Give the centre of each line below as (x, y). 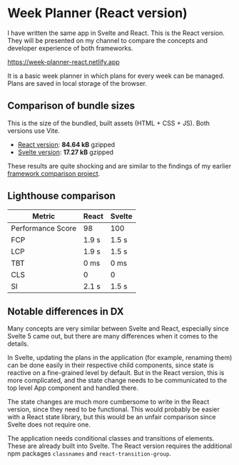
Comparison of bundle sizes (71, 106)
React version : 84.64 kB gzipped (66, 144)
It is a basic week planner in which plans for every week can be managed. (116, 76)
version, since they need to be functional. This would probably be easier (113, 409)
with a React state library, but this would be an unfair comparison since (112, 417)
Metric (44, 216)
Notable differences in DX (66, 311)
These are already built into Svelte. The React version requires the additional (120, 446)
